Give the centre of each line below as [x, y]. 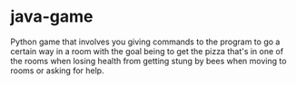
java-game [52, 17]
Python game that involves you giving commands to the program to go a [145, 42]
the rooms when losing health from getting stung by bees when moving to [148, 61]
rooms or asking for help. [57, 71]
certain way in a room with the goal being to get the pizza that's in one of [147, 51]
